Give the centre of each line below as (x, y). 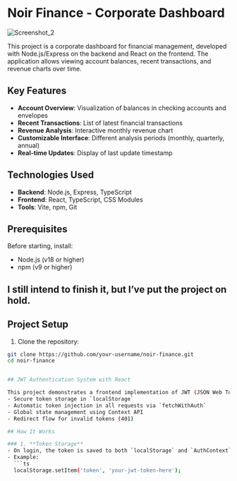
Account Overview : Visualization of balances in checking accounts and (122, 108)
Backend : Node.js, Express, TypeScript (74, 192)
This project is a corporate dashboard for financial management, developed (117, 46)
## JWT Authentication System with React (69, 380)
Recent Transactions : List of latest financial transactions (100, 123)
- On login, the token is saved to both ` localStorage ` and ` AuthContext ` (120, 451)
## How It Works (31, 432)
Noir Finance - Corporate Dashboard (116, 13)
